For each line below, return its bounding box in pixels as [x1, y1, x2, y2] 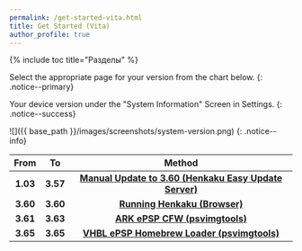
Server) [164, 184, 198, 196]
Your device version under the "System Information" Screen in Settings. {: [9, 99, 283, 110]
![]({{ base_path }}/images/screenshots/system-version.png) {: [9, 126, 243, 137]
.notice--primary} [9, 82, 75, 93]
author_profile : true [9, 30, 91, 39]
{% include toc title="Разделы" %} [9, 55, 139, 66]
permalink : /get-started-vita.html [9, 13, 143, 22]
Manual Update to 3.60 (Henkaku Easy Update [79, 172, 283, 184]
